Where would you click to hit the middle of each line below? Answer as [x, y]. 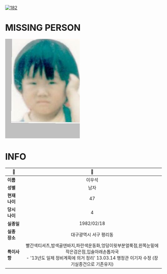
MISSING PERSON [43, 28]
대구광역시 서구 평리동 [92, 234]
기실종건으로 [83, 264]
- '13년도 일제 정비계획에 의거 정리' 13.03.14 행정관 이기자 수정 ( [90, 258]
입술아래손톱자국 [103, 252]
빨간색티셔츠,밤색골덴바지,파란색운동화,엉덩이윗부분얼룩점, [82, 246]
